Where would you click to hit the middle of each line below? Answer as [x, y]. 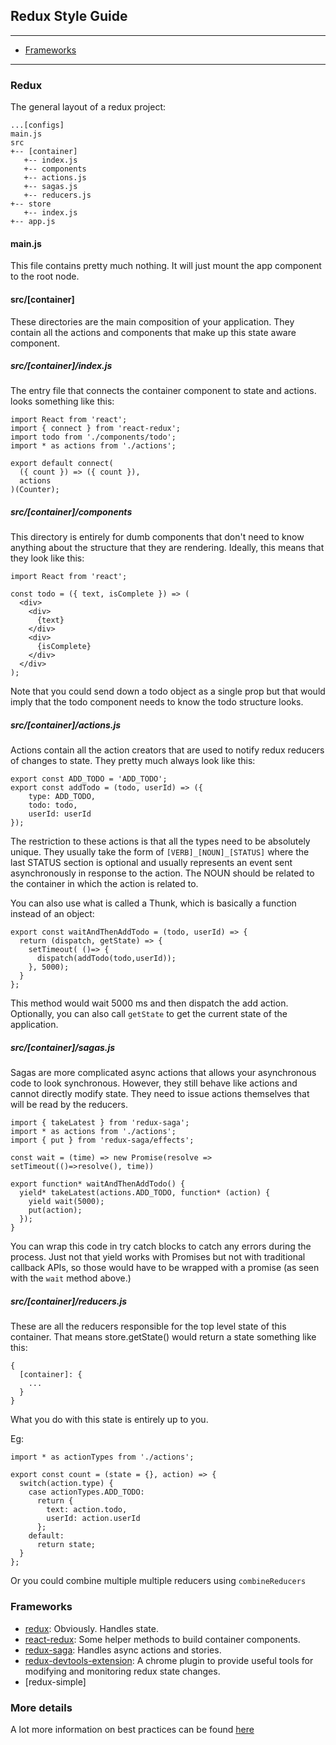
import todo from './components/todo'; [93, 437]
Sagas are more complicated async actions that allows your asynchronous [163, 1073]
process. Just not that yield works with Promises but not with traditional [158, 1257]
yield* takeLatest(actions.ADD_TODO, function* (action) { [145, 1193]
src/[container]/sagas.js [63, 1048]
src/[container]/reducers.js [69, 1301]
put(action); [55, 1210]
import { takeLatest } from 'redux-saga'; [100, 1123]
